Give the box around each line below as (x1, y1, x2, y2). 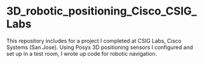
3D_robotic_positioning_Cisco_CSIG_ (6, 4, 197, 18)
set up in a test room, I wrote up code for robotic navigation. (6, 50, 157, 57)
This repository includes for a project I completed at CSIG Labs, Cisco (6, 37, 182, 44)
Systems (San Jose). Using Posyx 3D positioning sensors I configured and (6, 44, 193, 51)
